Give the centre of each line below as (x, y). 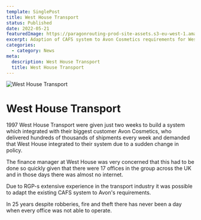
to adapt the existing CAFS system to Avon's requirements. (79, 192)
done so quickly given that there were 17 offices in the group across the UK (99, 169)
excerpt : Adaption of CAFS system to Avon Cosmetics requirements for (96, 39)
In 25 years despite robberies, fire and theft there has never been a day (94, 204)
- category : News (33, 51)
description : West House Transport (56, 62)
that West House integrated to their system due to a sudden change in (93, 144)
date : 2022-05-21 (28, 28)
